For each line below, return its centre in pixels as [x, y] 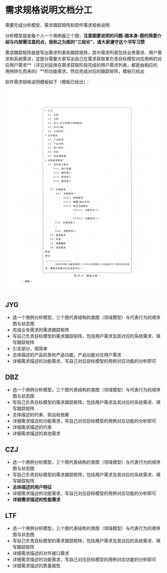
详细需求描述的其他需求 [36, 433]
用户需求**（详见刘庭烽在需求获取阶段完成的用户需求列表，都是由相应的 [83, 65]
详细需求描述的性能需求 [36, 500]
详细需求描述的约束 [32, 427]
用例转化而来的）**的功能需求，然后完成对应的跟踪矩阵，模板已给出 [75, 71]
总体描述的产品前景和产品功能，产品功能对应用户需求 [67, 355]
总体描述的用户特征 [32, 487]
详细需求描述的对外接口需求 [41, 553]
